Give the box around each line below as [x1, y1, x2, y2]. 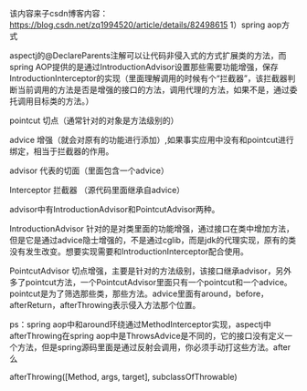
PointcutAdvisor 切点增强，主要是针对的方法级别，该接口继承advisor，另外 [9, 265, 292, 276]
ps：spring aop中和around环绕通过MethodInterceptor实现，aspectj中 [9, 319, 272, 330]
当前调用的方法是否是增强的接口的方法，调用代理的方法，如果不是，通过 [16, 85, 290, 95]
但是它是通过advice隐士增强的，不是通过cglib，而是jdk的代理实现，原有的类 [9, 235, 297, 245]
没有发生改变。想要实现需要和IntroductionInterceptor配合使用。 [9, 246, 249, 257]
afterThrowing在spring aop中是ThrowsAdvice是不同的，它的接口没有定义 [9, 331, 285, 341]
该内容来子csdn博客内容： [9, 8, 109, 18]
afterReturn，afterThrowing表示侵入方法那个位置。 [9, 300, 201, 310]
